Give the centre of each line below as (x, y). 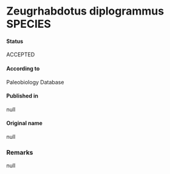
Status (15, 41)
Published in (22, 96)
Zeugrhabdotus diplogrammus (85, 11)
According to (23, 69)
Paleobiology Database (35, 82)
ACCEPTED (21, 55)
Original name (24, 123)
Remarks (20, 152)
